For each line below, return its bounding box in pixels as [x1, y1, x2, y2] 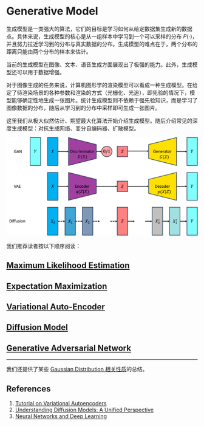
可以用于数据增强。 [16, 68, 65, 75]
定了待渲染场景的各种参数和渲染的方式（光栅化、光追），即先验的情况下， [6, 89, 190, 96]
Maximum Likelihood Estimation [6, 260, 130, 271]
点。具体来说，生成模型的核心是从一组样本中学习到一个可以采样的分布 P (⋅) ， [6, 32, 198, 40]
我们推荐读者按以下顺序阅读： [6, 242, 81, 250]
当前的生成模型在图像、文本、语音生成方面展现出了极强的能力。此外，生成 [6, 61, 192, 68]
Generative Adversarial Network [6, 343, 132, 353]
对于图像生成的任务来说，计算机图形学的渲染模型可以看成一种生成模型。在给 [6, 81, 198, 89]
